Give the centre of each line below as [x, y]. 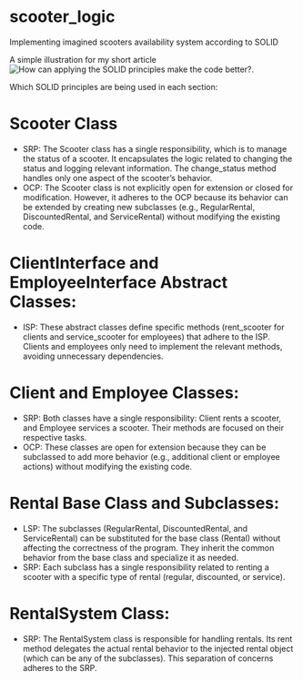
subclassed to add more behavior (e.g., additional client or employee [151, 456]
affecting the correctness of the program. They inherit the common [148, 547]
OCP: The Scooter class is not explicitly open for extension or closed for [158, 188]
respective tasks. [55, 437]
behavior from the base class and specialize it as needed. [131, 557]
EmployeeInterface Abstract [119, 283]
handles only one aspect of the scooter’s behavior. [117, 178]
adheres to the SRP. [60, 667]
